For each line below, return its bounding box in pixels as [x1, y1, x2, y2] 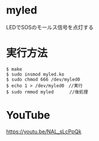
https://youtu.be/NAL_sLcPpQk [6, 127, 82, 135]
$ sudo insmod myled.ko [6, 71, 65, 77]
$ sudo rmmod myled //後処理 [6, 89, 88, 95]
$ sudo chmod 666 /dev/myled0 [6, 76, 81, 82]
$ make [6, 66, 22, 72]
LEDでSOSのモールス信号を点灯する [6, 23, 94, 31]
